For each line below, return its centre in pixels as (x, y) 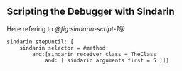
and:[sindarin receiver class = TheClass (95, 54)
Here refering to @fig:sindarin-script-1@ (66, 28)
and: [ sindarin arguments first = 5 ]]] (107, 60)
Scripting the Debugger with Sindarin (91, 12)
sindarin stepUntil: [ (40, 42)
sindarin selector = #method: (64, 48)
